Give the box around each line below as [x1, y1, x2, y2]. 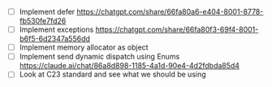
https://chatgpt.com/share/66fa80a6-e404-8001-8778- [76, 7, 264, 16]
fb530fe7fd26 [19, 16, 67, 26]
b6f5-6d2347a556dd [19, 34, 91, 44]
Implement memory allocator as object [19, 42, 149, 52]
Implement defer [19, 7, 76, 16]
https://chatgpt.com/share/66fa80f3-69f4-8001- [95, 24, 259, 35]
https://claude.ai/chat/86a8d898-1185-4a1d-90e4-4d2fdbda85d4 [19, 61, 240, 71]
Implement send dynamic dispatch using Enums [19, 52, 180, 62]
